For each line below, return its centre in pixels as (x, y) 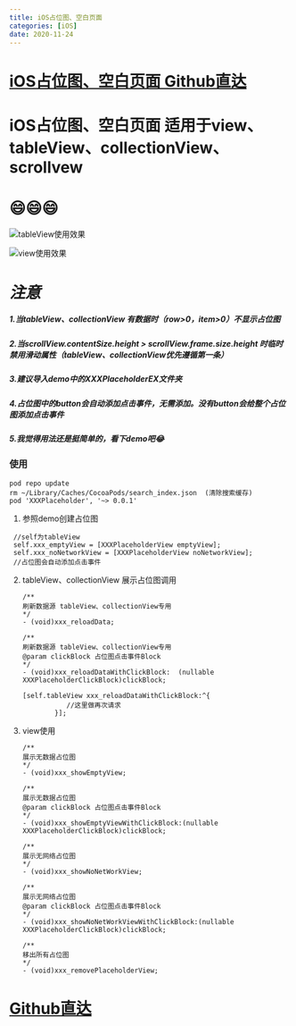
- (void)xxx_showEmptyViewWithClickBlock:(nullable (120, 823)
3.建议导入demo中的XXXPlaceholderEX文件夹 (96, 379)
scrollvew (46, 167)
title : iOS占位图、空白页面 (56, 17)
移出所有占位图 (45, 955)
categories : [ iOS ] (43, 26)
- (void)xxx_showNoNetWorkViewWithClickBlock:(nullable (128, 921)
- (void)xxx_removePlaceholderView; (90, 971)
